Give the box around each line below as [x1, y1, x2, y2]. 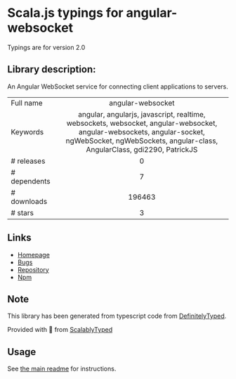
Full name [11, 98, 44, 108]
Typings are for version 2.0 [7, 43, 86, 51]
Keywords [11, 127, 44, 136]
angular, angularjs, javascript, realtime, [78, 109, 206, 119]
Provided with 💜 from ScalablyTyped [7, 326, 113, 334]
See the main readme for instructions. [7, 364, 117, 373]
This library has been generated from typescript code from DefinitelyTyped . [7, 311, 227, 321]
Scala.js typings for [7, 5, 124, 21]
